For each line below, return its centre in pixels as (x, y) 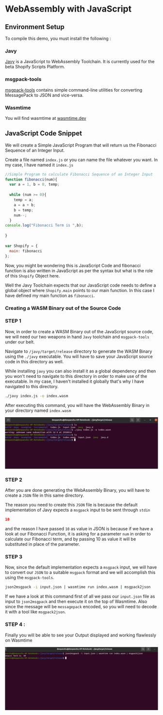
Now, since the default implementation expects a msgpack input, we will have (81, 567)
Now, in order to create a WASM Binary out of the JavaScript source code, (79, 331)
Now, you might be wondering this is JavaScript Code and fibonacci (73, 265)
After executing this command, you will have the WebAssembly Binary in (77, 405)
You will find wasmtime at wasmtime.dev (46, 118)
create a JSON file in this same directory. (44, 495)
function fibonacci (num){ (31, 179)
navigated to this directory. (32, 386)
